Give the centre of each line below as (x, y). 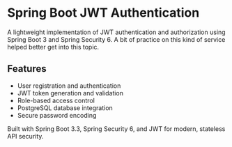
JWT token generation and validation (70, 93)
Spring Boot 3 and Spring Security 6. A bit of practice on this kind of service (116, 39)
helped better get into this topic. (53, 47)
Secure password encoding (57, 115)
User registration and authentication (69, 86)
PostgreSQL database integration (65, 108)
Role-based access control (56, 100)
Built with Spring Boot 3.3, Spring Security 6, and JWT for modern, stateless (116, 129)
